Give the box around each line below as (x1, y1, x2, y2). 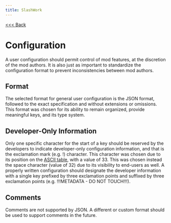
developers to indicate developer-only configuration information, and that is (5, 146, 164, 152)
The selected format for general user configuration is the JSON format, (5, 96, 155, 102)
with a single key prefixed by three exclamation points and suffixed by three (5, 173, 164, 179)
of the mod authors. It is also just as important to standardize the (5, 62, 141, 68)
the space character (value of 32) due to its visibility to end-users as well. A (5, 162, 165, 168)
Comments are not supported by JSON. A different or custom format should (5, 207, 165, 213)
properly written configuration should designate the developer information (5, 167, 161, 174)
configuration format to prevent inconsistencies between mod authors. (5, 67, 154, 73)
